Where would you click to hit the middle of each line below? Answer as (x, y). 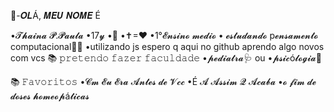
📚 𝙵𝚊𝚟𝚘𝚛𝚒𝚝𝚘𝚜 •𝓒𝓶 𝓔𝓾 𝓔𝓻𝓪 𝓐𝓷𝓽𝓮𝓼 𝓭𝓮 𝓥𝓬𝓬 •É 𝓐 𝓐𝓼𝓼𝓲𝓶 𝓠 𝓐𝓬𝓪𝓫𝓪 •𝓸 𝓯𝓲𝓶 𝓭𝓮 (163, 81)
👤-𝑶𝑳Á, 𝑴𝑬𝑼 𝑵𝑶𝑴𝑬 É (55, 15)
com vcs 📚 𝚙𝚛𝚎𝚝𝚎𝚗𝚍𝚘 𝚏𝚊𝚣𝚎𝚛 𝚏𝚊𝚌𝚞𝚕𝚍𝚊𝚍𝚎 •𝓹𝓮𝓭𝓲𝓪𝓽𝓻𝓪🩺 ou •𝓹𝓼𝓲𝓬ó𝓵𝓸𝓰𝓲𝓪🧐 (166, 58)
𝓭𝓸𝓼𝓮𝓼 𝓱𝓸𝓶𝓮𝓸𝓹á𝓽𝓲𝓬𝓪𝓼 (50, 96)
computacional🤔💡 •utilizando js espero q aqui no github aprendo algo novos (167, 46)
